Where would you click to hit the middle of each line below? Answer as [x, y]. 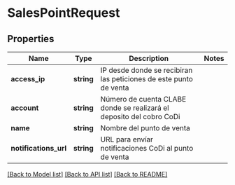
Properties [31, 39]
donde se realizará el [135, 108]
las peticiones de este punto [147, 79]
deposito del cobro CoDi [140, 117]
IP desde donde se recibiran [147, 70]
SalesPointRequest [64, 13]
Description [149, 59]
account [25, 108]
